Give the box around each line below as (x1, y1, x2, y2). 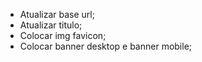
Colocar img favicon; (19, 30, 107, 41)
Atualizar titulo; (19, 19, 83, 31)
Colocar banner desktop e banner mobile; (19, 40, 193, 52)
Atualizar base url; (19, 9, 95, 20)
